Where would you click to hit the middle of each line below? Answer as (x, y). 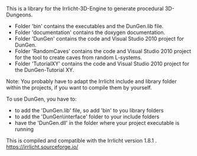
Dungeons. (20, 15)
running (24, 129)
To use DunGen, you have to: (41, 99)
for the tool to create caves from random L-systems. (78, 57)
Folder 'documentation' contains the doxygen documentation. (90, 32)
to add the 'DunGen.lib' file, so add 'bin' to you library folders (89, 110)
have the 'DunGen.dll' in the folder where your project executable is (97, 123)
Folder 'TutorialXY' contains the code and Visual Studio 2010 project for (102, 64)
